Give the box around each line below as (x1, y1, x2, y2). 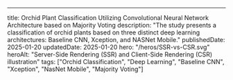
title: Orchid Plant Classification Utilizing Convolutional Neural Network (7, 14, 209, 21)
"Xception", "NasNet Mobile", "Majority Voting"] (7, 65, 144, 73)
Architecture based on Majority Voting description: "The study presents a (7, 21, 217, 29)
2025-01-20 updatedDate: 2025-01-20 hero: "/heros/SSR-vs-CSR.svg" (7, 43, 210, 51)
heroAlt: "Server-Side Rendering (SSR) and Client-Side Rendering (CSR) (7, 50, 213, 59)
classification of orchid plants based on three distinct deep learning (7, 28, 200, 37)
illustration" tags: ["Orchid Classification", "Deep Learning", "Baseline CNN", (7, 58, 225, 66)
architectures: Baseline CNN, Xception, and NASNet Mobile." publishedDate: (7, 36, 225, 43)
